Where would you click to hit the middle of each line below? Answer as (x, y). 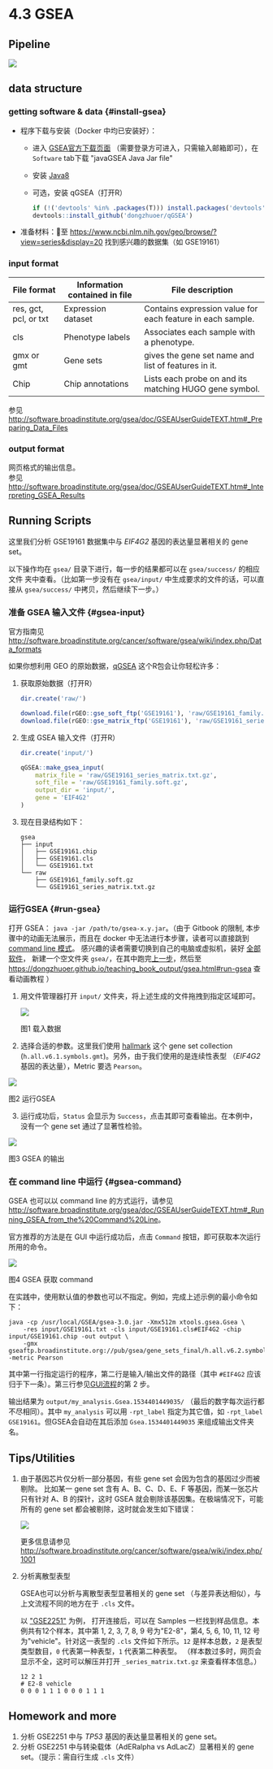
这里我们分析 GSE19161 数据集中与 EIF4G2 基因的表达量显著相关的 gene (128, 541)
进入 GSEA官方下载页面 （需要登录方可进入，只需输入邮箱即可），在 (145, 148)
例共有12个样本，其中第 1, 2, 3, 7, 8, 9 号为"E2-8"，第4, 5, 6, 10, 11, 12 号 (140, 1631)
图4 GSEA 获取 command (51, 1280)
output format (37, 449)
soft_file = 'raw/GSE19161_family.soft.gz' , (112, 783)
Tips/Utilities (42, 1458)
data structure (45, 89)
